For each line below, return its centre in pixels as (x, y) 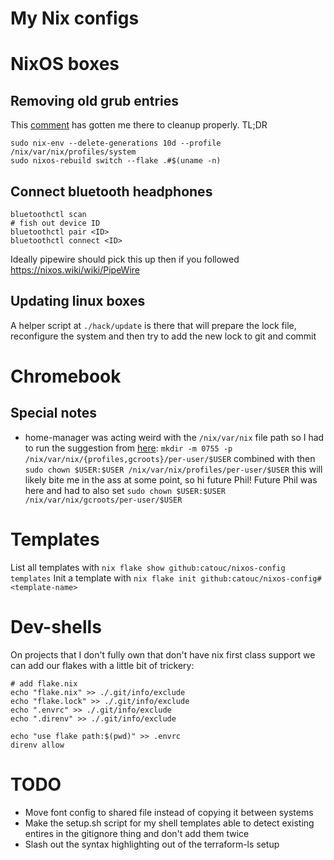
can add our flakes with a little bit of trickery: (102, 665)
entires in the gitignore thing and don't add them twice (137, 833)
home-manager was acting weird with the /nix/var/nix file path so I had (174, 437)
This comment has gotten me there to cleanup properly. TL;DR (139, 125)
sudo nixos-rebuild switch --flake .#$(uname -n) (116, 161)
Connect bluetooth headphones (111, 191)
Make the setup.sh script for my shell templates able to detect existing (169, 823)
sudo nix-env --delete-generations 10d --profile (116, 143)
